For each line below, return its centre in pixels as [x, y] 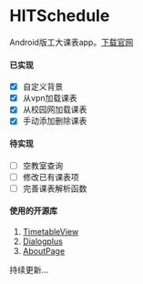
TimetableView [51, 231]
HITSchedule [60, 16]
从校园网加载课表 [55, 109]
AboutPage [44, 250]
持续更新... [29, 269]
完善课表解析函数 [55, 188]
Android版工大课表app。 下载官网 [71, 42]
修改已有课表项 [51, 177]
